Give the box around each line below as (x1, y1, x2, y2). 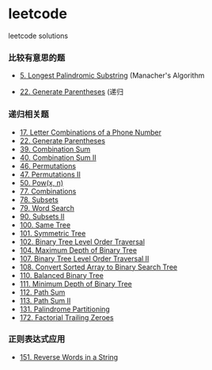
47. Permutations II (19, 170, 81, 179)
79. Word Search (19, 203, 75, 212)
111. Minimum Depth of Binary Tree (19, 279, 133, 288)
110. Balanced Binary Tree (19, 270, 104, 280)
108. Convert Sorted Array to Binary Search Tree (19, 262, 178, 272)
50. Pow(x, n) (19, 177, 64, 187)
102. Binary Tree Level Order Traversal (19, 237, 145, 246)
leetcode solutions (8, 31, 69, 40)
